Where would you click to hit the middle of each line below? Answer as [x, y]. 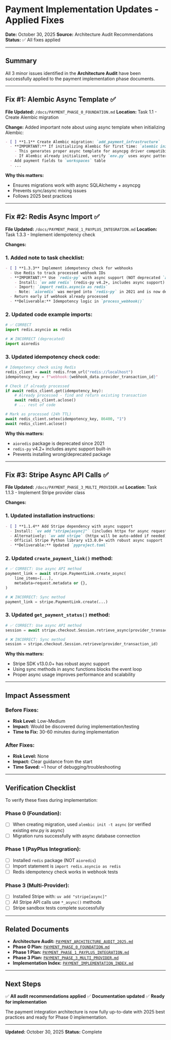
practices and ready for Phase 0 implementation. [56, 1017]
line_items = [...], [34, 578]
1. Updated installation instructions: [50, 516]
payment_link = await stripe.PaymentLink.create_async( [66, 574]
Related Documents [37, 929]
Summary [21, 61]
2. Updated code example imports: [49, 314]
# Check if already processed [37, 386]
